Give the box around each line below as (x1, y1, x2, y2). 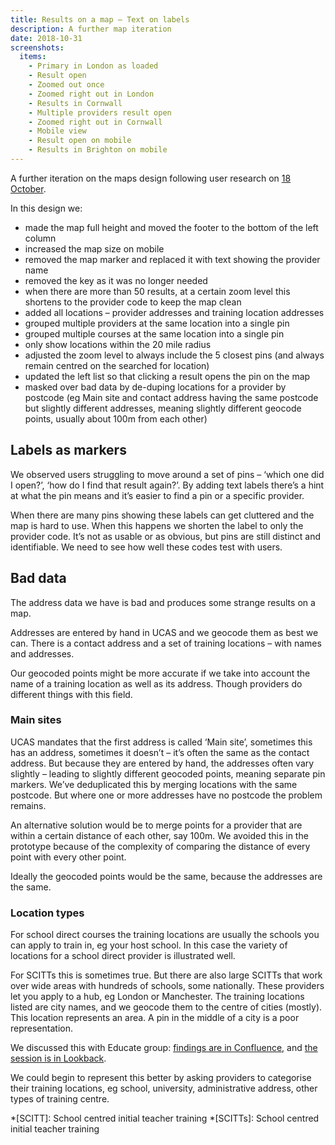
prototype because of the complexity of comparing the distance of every (10, 840, 311, 852)
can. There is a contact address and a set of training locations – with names (10, 637, 322, 649)
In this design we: (10, 202, 83, 214)
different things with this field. (10, 688, 133, 700)
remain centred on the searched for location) (24, 359, 210, 371)
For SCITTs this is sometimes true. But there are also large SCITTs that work (10, 969, 323, 981)
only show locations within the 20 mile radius (24, 338, 212, 350)
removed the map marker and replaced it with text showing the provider (24, 253, 321, 265)
